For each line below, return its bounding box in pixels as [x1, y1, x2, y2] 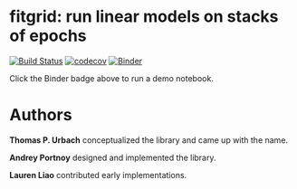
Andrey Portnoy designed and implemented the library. [9, 152, 216, 163]
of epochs [9, 25, 88, 46]
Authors [9, 105, 72, 126]
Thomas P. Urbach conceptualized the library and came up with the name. [9, 134, 288, 146]
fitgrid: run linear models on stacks [9, 6, 279, 27]
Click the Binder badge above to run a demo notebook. [9, 72, 215, 83]
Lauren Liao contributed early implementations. [9, 169, 187, 180]
